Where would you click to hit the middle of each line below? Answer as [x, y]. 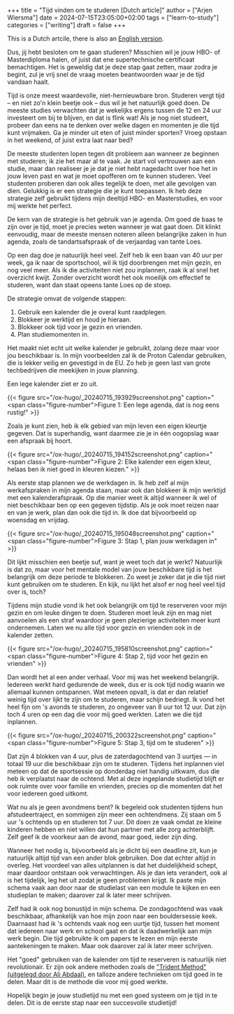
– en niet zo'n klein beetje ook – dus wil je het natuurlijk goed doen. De [109, 103]
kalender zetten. [31, 635]
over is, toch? [27, 592]
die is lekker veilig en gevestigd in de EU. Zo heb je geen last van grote [109, 363]
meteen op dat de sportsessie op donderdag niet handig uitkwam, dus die [114, 771]
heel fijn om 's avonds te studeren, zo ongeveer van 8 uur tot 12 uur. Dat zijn [117, 707]
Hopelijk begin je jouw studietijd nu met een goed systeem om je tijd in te [112, 995]
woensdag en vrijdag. [38, 520]
